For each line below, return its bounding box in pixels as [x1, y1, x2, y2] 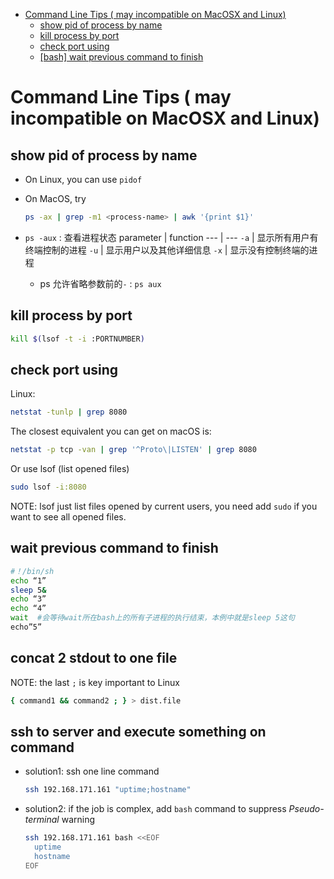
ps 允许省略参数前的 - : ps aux [39, 277, 162, 289]
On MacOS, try [24, 193, 87, 204]
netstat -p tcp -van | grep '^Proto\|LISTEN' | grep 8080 [10, 445, 257, 455]
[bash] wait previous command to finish [39, 51, 204, 63]
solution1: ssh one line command [24, 765, 160, 778]
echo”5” [10, 622, 43, 633]
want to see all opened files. [10, 511, 127, 523]
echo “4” [10, 604, 47, 614]
